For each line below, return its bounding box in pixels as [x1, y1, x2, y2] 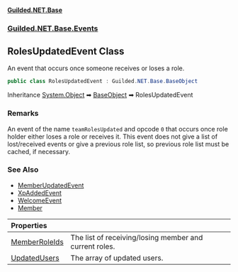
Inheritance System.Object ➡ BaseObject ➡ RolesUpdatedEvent [7, 91, 193, 99]
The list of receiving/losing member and [70, 232, 203, 242]
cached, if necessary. [7, 147, 71, 156]
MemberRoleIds [11, 236, 64, 246]
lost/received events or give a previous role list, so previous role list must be [7, 139, 229, 148]
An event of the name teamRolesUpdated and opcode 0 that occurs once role [7, 124, 228, 133]
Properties [11, 220, 47, 230]
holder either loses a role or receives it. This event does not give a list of [7, 132, 218, 141]
